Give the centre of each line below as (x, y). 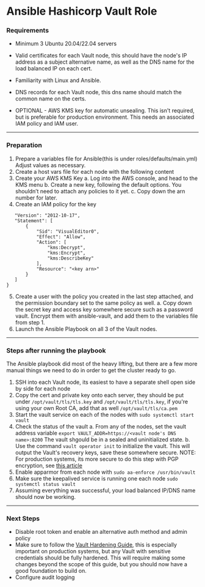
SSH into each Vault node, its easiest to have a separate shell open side (105, 382)
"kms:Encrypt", (67, 253)
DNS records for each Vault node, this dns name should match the (98, 92)
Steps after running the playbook (56, 350)
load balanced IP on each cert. (54, 69)
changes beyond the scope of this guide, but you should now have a (101, 564)
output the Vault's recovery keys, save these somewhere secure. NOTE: (106, 453)
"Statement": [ (34, 221)
